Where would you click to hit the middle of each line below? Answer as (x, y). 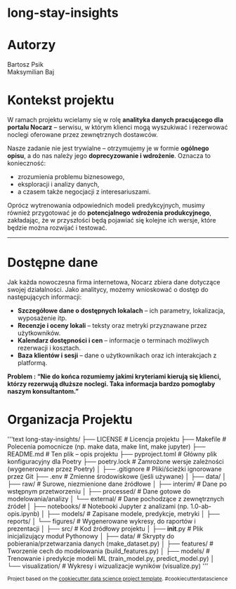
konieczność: (27, 164)
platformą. (32, 363)
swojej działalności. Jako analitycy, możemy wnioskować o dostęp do (108, 290)
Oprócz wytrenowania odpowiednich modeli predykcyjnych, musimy (106, 206)
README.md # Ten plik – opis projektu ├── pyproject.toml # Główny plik (112, 454)
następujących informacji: (45, 297)
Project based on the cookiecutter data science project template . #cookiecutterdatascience (118, 578)
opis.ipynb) (24, 513)
